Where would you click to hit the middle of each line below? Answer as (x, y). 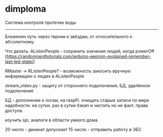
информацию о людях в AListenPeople (45, 76)
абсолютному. (20, 41)
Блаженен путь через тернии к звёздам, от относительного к (69, 36)
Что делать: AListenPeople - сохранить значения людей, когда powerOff (80, 51)
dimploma (26, 9)
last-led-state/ (19, 61)
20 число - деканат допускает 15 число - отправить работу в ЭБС (73, 129)
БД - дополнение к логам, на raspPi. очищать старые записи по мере (77, 100)
